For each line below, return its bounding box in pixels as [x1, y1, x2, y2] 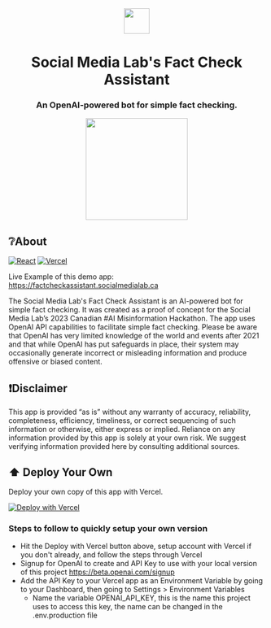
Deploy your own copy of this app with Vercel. [8, 486, 164, 496]
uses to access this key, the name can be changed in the [32, 602, 223, 612]
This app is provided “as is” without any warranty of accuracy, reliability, [8, 407, 251, 417]
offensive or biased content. [8, 357, 103, 367]
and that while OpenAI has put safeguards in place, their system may [8, 339, 239, 349]
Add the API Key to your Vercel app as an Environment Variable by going [20, 576, 263, 586]
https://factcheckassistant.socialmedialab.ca [8, 281, 159, 290]
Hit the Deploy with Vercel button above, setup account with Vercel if [20, 541, 252, 552]
